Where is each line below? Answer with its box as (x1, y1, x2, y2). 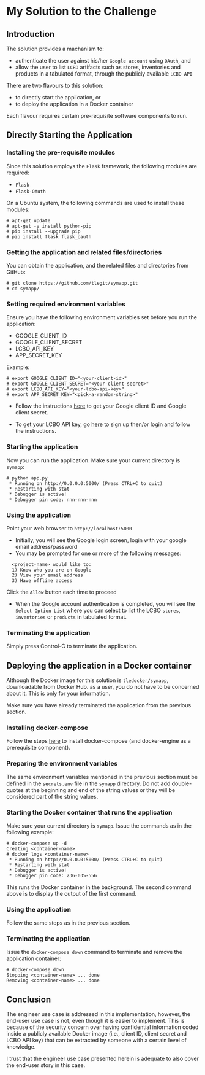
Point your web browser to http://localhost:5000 (6, 524, 132, 532)
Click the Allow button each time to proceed (6, 588, 117, 596)
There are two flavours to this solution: (6, 82, 104, 89)
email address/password (15, 543, 78, 550)
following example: (6, 828, 54, 836)
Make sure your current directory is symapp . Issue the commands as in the (6, 821, 192, 829)
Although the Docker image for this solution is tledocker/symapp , (6, 677, 169, 684)
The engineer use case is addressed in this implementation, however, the (6, 1011, 191, 1018)
